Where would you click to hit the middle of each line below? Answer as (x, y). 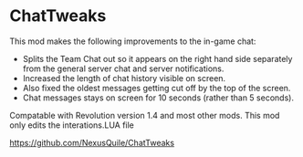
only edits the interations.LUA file (72, 125)
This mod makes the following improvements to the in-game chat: (133, 41)
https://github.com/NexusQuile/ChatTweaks (92, 142)
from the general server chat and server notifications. (123, 68)
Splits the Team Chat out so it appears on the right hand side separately (157, 58)
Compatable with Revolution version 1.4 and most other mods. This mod (145, 115)
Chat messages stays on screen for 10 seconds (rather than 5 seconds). (158, 98)
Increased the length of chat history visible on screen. (124, 78)
